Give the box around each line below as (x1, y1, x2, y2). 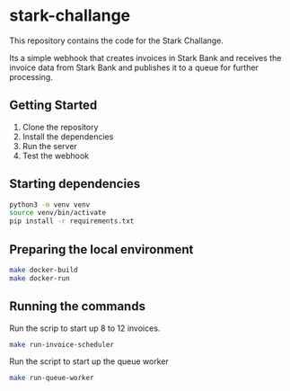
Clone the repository (22, 121, 99, 132)
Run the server (22, 140, 78, 151)
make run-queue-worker (9, 374, 94, 383)
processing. (9, 71, 54, 82)
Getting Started (9, 98, 98, 113)
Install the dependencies (22, 131, 114, 142)
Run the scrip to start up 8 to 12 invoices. (9, 323, 161, 333)
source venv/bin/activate (9, 209, 106, 218)
